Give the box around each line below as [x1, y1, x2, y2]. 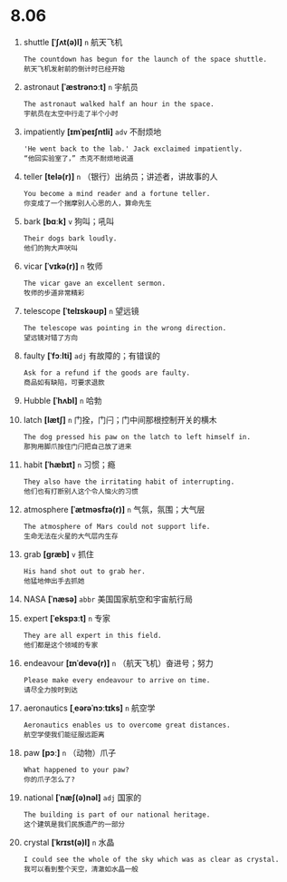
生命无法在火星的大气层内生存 [23, 532, 119, 541]
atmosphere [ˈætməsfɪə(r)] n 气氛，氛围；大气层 [23, 504, 206, 514]
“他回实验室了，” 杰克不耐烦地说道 [23, 153, 134, 163]
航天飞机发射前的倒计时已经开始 [23, 64, 126, 73]
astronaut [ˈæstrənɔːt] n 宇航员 [23, 81, 139, 92]
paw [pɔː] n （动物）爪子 [23, 747, 117, 758]
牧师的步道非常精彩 [23, 288, 85, 298]
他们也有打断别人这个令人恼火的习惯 [23, 486, 139, 495]
